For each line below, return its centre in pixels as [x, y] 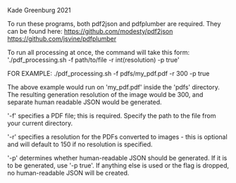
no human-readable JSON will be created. [68, 173]
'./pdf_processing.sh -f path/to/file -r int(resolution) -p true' [93, 60]
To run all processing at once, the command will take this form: [99, 52]
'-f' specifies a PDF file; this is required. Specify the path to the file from [112, 116]
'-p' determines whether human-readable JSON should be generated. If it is [117, 158]
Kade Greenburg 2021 [39, 10]
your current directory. [40, 123]
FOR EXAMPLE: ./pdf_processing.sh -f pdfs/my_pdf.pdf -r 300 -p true [108, 74]
